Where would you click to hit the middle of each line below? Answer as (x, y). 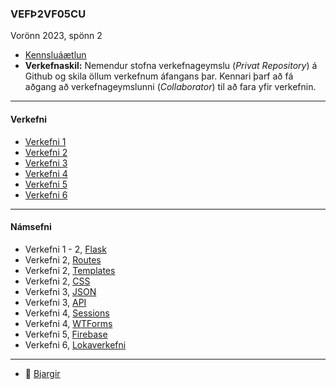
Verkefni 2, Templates (70, 270)
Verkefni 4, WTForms (68, 323)
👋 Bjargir (42, 373)
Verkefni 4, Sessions (67, 313)
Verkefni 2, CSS (57, 281)
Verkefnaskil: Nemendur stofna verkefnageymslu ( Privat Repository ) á (171, 66)
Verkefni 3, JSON (60, 291)
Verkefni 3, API (55, 302)
